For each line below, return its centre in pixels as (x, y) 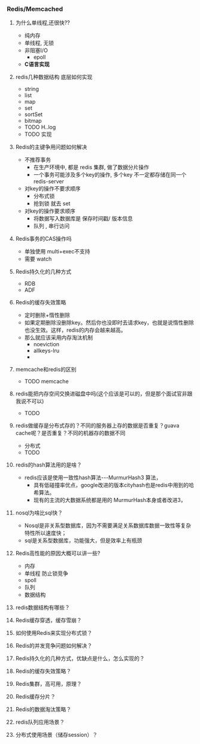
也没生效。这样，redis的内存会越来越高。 (75, 330)
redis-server (49, 182)
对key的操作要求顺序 (50, 211)
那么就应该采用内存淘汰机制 (59, 338)
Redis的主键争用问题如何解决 (51, 147)
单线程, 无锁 (39, 43)
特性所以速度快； (46, 533)
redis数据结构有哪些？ (43, 607)
